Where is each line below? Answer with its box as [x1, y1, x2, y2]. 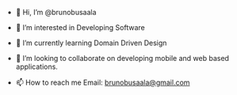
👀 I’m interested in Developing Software [15, 23, 145, 32]
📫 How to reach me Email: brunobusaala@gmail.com [15, 78, 190, 87]
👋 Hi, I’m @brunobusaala [15, 8, 97, 17]
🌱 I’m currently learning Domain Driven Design [15, 38, 167, 47]
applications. [15, 62, 58, 71]
